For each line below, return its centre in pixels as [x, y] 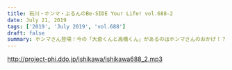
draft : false [26, 33]
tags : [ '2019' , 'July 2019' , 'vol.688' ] [67, 26]
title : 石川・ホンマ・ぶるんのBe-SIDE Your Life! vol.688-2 [90, 14]
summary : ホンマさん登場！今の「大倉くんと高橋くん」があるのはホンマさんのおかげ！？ [117, 40]
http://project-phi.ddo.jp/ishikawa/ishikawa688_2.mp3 [85, 59]
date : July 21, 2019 [37, 20]
